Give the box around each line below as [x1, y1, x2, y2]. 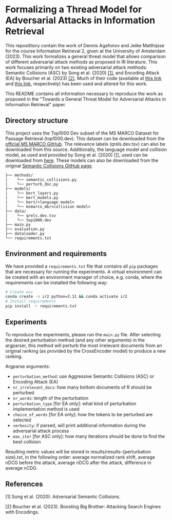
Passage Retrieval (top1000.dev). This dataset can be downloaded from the [5, 135, 165, 142]
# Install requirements [5, 299, 56, 304]
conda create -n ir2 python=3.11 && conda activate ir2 [5, 294, 127, 299]
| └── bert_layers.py [5, 190, 59, 196]
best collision [12, 438, 41, 445]
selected [12, 417, 32, 423]
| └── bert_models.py [5, 195, 59, 200]
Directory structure [5, 117, 68, 125]
